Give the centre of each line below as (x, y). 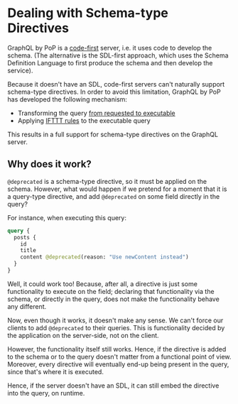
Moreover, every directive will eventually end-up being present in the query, (118, 364)
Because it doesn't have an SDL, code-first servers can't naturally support (116, 84)
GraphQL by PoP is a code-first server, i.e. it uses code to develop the (110, 48)
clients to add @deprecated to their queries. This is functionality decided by (116, 327)
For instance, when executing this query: (67, 217)
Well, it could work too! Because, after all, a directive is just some (102, 284)
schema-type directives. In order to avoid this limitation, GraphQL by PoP (114, 92)
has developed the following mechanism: (67, 99)
